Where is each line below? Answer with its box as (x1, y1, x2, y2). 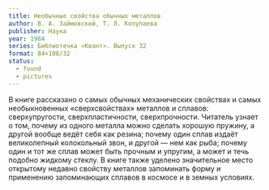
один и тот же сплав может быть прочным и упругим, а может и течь (8, 146, 250, 156)
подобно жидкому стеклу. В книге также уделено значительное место (8, 155, 254, 165)
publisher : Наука (8, 27, 67, 35)
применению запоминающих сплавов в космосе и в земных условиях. (8, 172, 255, 182)
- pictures (15, 72, 53, 80)
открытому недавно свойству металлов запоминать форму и (8, 163, 221, 173)
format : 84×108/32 (8, 50, 70, 58)
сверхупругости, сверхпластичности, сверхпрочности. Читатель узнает (8, 111, 259, 122)
